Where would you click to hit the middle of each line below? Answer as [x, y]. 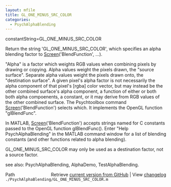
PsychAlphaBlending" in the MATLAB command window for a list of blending [86, 134]
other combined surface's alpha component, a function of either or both [81, 91]
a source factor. [22, 155]
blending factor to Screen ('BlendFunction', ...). [54, 54]
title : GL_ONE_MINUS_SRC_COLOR [39, 15]
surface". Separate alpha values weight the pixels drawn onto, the [75, 75]
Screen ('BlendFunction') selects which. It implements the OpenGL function [84, 108]
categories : [18, 19]
